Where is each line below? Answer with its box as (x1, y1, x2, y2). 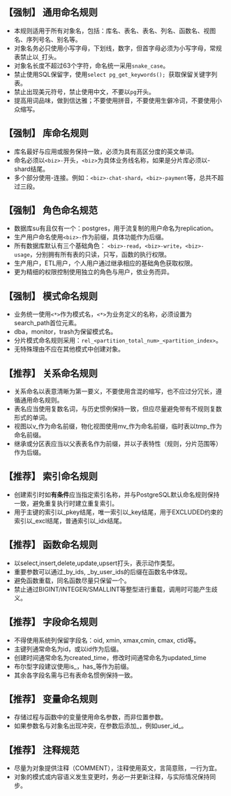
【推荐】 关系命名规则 (3, 367, 98, 379)
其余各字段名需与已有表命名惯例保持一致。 (13, 670, 137, 679)
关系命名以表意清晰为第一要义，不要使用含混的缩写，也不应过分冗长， (13, 387, 216, 396)
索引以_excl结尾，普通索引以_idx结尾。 (13, 516, 126, 525)
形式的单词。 (13, 414, 51, 422)
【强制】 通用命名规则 (3, 6, 98, 19)
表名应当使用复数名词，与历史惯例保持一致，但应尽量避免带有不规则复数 (13, 405, 222, 413)
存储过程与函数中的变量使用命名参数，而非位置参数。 (13, 713, 167, 721)
